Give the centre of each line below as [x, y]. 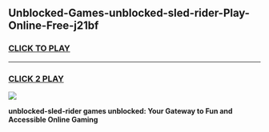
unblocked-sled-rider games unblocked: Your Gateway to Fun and [120, 110]
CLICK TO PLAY [39, 49]
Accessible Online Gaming [53, 119]
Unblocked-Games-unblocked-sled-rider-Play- [129, 13]
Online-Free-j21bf [54, 26]
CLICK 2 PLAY [36, 78]
